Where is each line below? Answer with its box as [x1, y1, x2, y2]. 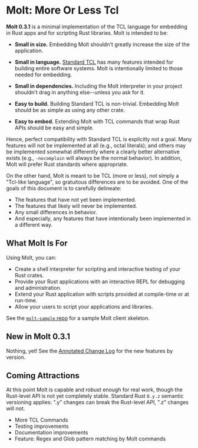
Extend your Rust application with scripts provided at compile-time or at [14, 290, 190, 297]
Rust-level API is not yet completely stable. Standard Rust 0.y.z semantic [6, 393, 184, 400]
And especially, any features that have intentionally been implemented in [14, 215, 191, 222]
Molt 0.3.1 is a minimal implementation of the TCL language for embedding [6, 23, 187, 30]
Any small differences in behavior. [14, 208, 97, 215]
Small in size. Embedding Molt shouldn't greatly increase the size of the [14, 41, 190, 48]
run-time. [14, 296, 38, 304]
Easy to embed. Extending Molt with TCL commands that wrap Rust [14, 117, 180, 125]
